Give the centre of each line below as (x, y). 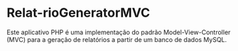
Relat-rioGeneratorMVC (79, 13)
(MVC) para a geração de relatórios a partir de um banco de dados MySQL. (117, 39)
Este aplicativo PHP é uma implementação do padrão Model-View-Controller (119, 32)
